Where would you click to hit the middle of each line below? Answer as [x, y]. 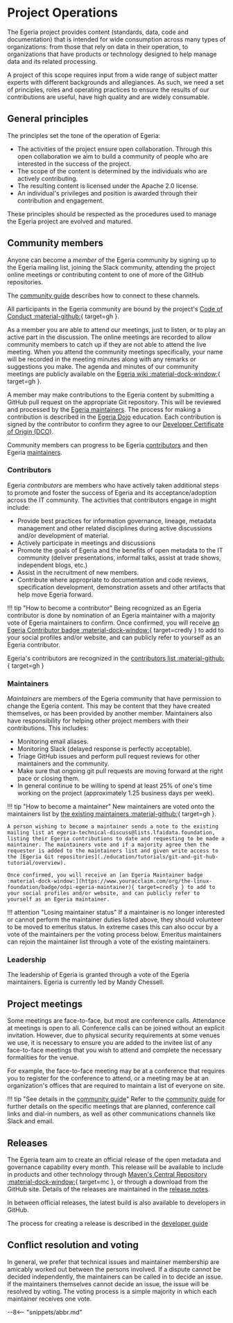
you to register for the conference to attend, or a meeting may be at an [108, 1078]
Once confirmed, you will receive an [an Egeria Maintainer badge [105, 875]
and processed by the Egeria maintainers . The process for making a [104, 409]
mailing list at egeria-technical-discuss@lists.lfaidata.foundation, [111, 833]
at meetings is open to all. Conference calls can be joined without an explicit [116, 1028]
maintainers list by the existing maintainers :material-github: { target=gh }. [112, 814]
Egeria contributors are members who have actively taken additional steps [113, 485]
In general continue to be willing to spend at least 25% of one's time [115, 786]
